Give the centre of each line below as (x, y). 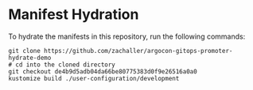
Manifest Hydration (74, 15)
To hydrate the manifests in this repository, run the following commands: (127, 36)
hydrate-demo (30, 58)
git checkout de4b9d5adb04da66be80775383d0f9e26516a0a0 (103, 71)
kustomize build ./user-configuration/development (94, 78)
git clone (25, 51)
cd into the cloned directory (65, 65)
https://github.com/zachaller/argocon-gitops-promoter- (138, 51)
